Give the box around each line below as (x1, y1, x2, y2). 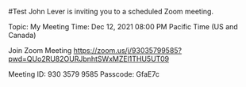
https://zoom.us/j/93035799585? (73, 46, 183, 55)
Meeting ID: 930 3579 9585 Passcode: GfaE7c (8, 70, 160, 78)
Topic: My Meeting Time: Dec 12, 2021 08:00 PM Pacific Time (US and (8, 22, 238, 31)
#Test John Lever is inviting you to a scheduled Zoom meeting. (8, 7, 214, 16)
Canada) (8, 31, 37, 40)
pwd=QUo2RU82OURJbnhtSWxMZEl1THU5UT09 (8, 55, 169, 63)
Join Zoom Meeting (8, 46, 72, 55)
